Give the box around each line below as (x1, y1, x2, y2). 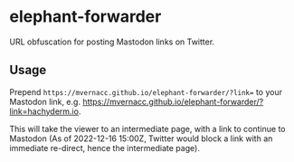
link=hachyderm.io (9, 106, 80, 117)
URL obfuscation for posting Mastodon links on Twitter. (9, 36, 215, 47)
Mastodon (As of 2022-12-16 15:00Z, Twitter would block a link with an (9, 133, 273, 144)
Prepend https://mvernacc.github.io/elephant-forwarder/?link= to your (9, 86, 283, 97)
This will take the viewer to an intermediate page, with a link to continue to (9, 123, 286, 134)
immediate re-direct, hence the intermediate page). (9, 142, 201, 153)
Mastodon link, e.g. (9, 96, 81, 107)
